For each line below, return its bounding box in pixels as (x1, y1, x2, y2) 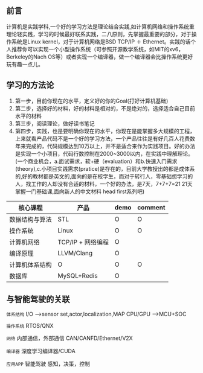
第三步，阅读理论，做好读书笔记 (14, 120, 95, 127)
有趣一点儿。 (11, 60, 43, 68)
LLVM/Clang (57, 249, 93, 257)
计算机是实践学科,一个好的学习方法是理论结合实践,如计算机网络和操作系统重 (6, 23, 195, 30)
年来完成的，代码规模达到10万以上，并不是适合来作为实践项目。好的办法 (14, 142, 196, 150)
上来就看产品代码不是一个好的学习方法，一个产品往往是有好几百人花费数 (14, 135, 195, 142)
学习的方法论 (6, 80, 54, 91)
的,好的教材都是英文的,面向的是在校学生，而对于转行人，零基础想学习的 (14, 173, 193, 180)
